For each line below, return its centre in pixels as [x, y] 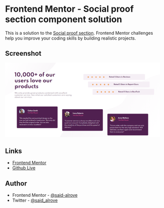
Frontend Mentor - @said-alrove [45, 195]
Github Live [24, 168]
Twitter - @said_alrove [35, 200]
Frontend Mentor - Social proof [69, 9]
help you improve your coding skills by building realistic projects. [71, 38]
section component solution [64, 19]
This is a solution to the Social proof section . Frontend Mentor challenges [79, 33]
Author [16, 183]
